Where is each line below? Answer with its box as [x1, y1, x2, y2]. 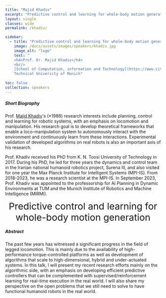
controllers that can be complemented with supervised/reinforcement [5, 272, 147, 278]
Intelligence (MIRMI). [5, 191, 47, 197]
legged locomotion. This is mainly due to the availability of [5, 246, 124, 252]
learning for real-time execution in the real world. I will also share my [5, 278, 145, 284]
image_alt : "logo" [14, 48, 52, 53]
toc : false [5, 81, 28, 85]
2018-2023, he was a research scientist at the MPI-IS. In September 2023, [5, 175, 157, 181]
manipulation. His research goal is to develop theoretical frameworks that [5, 123, 154, 129]
